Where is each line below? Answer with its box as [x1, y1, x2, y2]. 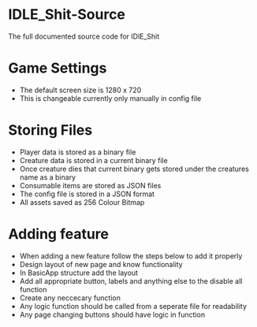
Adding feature [8, 225, 109, 243]
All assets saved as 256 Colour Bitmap [19, 197, 145, 206]
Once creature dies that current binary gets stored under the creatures [19, 164, 250, 173]
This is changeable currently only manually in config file [19, 93, 202, 103]
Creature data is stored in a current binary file [19, 155, 168, 165]
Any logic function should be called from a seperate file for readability [19, 301, 247, 310]
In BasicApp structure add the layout [19, 268, 139, 277]
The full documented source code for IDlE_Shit [8, 32, 160, 41]
